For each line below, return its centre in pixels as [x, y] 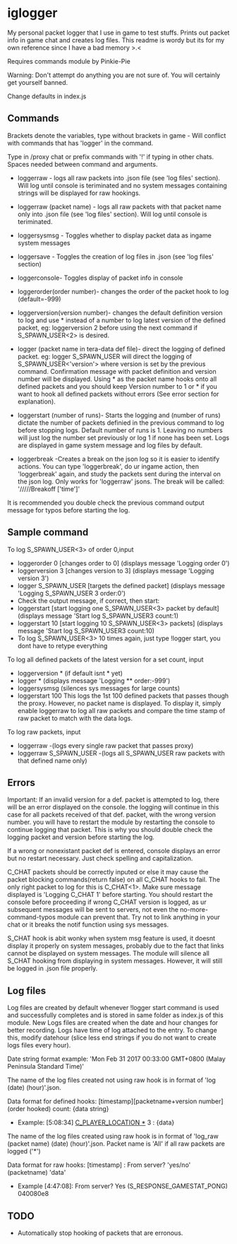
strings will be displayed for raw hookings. [79, 193]
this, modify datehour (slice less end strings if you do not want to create [112, 1038]
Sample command [48, 533]
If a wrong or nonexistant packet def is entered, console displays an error [114, 851]
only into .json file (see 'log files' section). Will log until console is [112, 214]
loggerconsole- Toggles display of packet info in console [100, 278]
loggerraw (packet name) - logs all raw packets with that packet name [120, 206]
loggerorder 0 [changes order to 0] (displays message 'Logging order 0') [123, 563]
